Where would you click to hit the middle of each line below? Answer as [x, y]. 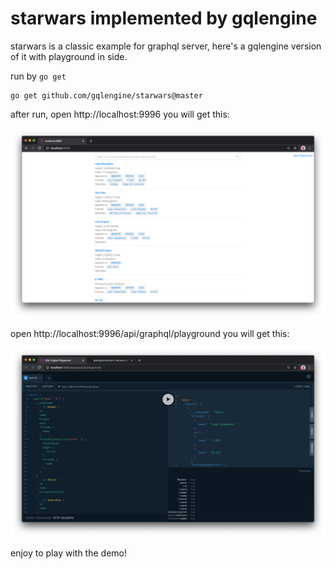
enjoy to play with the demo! [68, 553]
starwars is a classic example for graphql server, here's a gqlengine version [166, 46]
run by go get [38, 76]
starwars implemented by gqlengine [164, 18]
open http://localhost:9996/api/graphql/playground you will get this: [150, 334]
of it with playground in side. [69, 56]
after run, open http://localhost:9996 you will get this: [120, 114]
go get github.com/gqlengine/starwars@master [106, 95]
